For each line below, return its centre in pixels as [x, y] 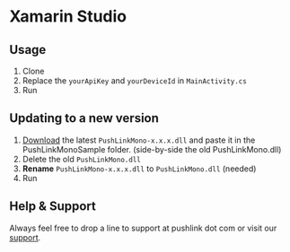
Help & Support [53, 207]
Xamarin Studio [68, 17]
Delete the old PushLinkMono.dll [81, 159]
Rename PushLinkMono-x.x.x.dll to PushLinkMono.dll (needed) [139, 169]
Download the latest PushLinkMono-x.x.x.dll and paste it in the [139, 140]
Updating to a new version [84, 118]
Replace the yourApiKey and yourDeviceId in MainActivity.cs [134, 81]
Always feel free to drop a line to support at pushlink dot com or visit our [143, 228]
